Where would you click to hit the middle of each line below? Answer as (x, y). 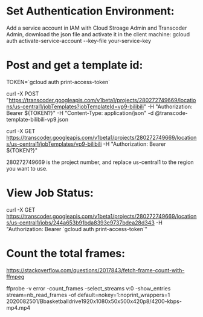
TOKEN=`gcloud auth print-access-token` (58, 82)
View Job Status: (50, 193)
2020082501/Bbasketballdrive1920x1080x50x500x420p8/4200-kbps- (94, 301)
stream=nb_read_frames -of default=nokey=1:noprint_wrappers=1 (88, 295)
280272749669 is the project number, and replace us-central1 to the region (100, 162)
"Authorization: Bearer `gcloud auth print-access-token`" (77, 229)
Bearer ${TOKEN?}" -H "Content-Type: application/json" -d (80, 113)
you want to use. (27, 168)
